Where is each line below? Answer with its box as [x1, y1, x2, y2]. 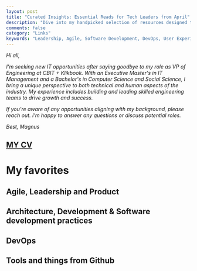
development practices [6, 216, 93, 226]
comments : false [6, 25, 46, 31]
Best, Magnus [6, 124, 40, 130]
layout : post [6, 8, 38, 15]
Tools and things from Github [6, 256, 115, 266]
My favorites [6, 163, 69, 177]
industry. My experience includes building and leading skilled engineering [6, 88, 185, 95]
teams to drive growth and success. [6, 94, 93, 101]
